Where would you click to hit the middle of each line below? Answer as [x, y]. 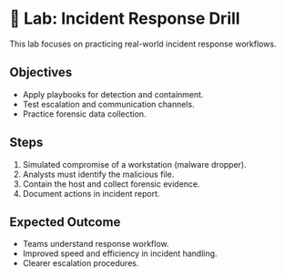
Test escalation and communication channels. [108, 104]
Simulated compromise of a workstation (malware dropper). [135, 164]
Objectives [41, 72]
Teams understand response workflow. [96, 244]
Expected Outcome [65, 222]
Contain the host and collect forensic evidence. [111, 184]
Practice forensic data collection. [85, 114]
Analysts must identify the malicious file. [98, 174]
